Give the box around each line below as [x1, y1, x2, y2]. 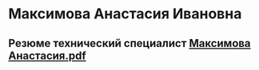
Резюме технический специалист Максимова [8, 37, 251, 50]
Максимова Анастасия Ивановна [8, 5, 242, 23]
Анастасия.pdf [8, 49, 86, 62]
